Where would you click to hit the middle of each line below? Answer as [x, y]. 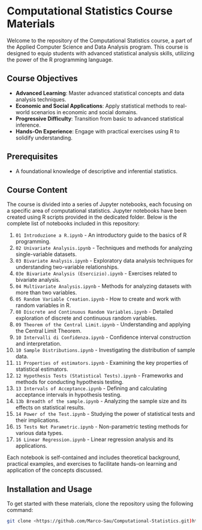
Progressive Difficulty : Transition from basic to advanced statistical [100, 118]
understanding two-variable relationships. [67, 267]
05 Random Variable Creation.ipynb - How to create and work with [98, 299]
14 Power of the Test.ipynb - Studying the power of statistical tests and [105, 414]
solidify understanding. [44, 138]
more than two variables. [46, 293]
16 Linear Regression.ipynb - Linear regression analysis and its [94, 439]
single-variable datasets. [46, 254]
